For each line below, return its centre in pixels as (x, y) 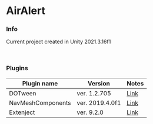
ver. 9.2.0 (90, 112)
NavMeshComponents (40, 102)
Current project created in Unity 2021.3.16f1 (59, 42)
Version (99, 83)
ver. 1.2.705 (94, 93)
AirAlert (26, 11)
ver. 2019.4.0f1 (99, 102)
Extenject (22, 112)
